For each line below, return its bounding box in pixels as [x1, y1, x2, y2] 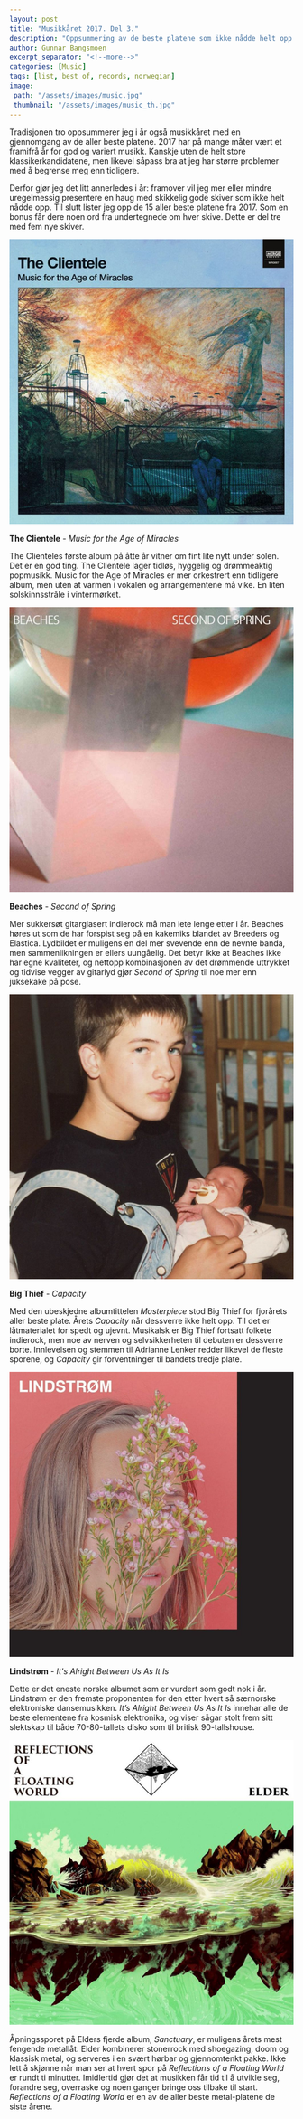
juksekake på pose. [9, 976, 81, 987]
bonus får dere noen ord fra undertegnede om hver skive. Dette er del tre [9, 211, 281, 222]
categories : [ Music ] [9, 62, 87, 71]
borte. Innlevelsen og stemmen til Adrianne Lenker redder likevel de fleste [9, 1344, 284, 1355]
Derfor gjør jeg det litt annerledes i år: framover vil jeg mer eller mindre [9, 182, 272, 194]
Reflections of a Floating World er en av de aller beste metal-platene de [9, 2091, 275, 2102]
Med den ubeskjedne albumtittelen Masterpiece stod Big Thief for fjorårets [9, 1305, 288, 1316]
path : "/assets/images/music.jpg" [13, 90, 143, 99]
